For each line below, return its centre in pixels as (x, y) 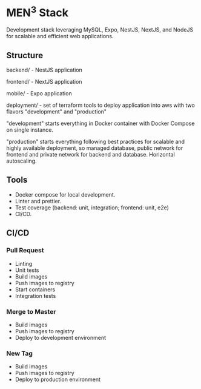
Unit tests (27, 270)
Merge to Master (31, 311)
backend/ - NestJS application (44, 70)
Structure (25, 55)
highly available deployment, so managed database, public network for (95, 148)
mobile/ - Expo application (39, 93)
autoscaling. (22, 161)
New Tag (20, 353)
